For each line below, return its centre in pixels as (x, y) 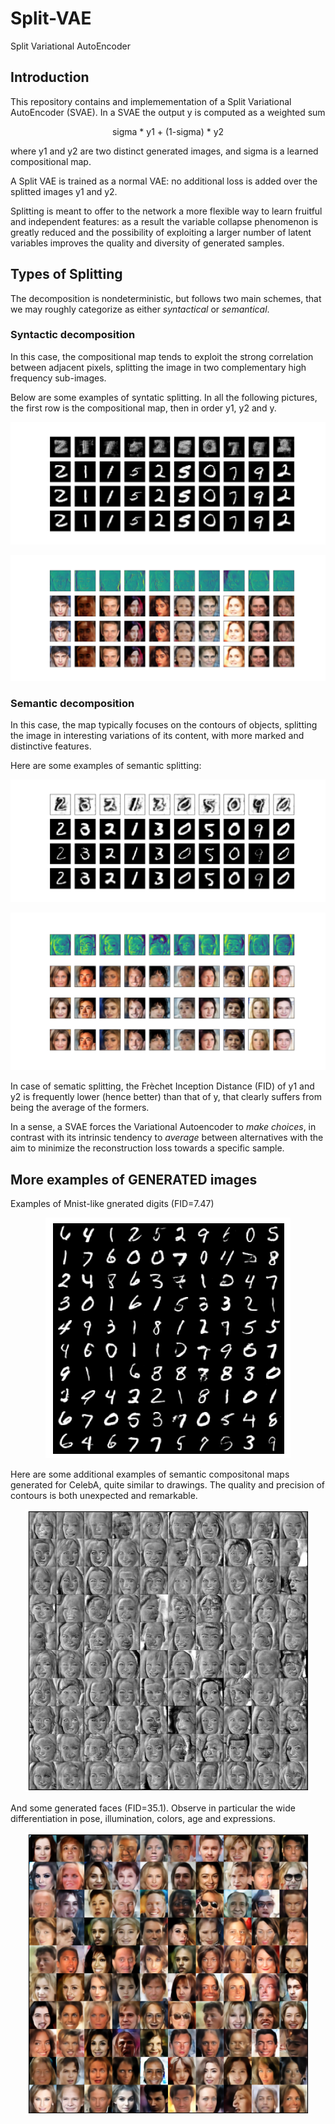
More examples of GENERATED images (134, 1179)
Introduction (50, 77)
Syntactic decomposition (73, 335)
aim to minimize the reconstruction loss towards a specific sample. (147, 1148)
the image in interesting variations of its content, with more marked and (157, 736)
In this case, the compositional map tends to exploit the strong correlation (162, 356)
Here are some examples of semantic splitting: (106, 766)
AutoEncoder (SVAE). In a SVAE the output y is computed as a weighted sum (168, 112)
